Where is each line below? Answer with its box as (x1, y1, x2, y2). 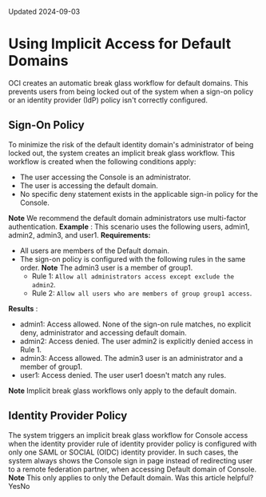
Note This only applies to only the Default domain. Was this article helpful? (8, 472, 254, 483)
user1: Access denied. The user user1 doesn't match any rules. (19, 370, 226, 379)
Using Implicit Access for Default (8, 35, 232, 53)
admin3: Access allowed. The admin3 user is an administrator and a (19, 353, 244, 363)
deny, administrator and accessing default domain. (19, 327, 188, 337)
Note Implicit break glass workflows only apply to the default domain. (8, 386, 237, 395)
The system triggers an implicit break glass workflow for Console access (8, 430, 248, 439)
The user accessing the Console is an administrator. (19, 172, 192, 182)
